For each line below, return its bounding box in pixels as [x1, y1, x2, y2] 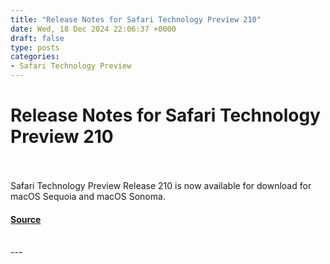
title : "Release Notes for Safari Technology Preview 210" [10, 14, 262, 25]
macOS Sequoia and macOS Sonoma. [10, 190, 166, 202]
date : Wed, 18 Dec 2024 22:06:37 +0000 [10, 24, 177, 34]
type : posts [10, 42, 60, 53]
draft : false [10, 33, 65, 43]
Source [10, 213, 42, 225]
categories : [10, 52, 60, 62]
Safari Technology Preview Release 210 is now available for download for [10, 179, 312, 191]
